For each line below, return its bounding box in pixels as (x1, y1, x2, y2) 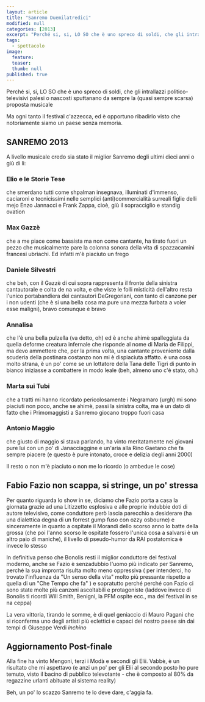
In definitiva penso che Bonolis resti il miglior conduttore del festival (6, 553, 177, 561)
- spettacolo (12, 43, 45, 49)
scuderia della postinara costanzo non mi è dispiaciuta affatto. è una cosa (6, 354, 192, 361)
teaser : (12, 60, 32, 66)
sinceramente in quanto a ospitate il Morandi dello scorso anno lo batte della (6, 522, 198, 529)
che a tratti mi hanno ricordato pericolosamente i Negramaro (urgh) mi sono (6, 396, 197, 403)
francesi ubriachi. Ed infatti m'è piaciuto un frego (6, 250, 129, 257)
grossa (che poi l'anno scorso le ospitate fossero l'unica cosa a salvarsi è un (6, 529, 198, 536)
